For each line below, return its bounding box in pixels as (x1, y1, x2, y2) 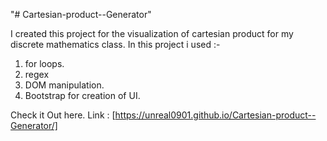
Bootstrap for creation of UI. (24, 90, 141, 101)
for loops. (24, 58, 65, 69)
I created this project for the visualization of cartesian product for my (10, 28, 294, 39)
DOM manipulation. (24, 79, 105, 91)
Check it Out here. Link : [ (10, 109, 116, 121)
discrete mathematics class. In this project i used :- (10, 39, 221, 50)
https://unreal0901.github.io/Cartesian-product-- (114, 109, 317, 121)
